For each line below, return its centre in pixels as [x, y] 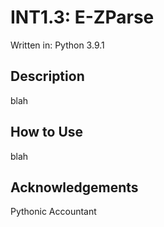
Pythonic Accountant [53, 212]
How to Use [47, 132]
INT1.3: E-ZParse [82, 17]
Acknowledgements [74, 187]
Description [47, 76]
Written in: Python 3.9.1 [57, 45]
